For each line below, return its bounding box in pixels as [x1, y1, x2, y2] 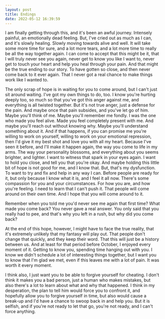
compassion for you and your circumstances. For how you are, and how [5, 181, 151, 187]
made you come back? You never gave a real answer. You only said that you [5, 206, 159, 212]
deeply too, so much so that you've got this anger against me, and [5, 97, 139, 103]
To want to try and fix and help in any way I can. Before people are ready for [5, 170, 159, 176]
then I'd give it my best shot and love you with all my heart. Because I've [5, 139, 151, 145]
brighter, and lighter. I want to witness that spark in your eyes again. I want [5, 155, 156, 160]
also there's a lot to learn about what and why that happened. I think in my [5, 283, 155, 288]
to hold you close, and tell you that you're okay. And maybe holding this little [5, 159, 160, 165]
